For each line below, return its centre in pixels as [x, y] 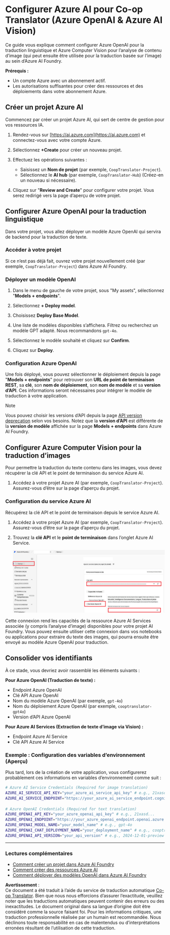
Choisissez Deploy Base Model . [46, 315]
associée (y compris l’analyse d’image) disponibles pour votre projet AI [79, 626]
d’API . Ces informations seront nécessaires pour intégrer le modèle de [78, 390]
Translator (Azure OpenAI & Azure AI [84, 20]
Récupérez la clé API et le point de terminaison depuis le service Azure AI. [82, 512]
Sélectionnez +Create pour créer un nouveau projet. [67, 150]
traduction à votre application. [37, 396]
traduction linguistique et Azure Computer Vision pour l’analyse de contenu [83, 50]
